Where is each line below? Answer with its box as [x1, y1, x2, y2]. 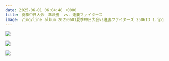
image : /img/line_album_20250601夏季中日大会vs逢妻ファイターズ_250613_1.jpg [5, 17, 164, 22]
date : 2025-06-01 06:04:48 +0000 [5, 7, 77, 13]
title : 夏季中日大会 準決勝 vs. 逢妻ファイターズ [5, 12, 103, 17]
